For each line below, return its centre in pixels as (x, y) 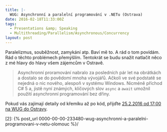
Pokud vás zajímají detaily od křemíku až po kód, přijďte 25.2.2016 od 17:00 (83, 103)
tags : (11, 24)
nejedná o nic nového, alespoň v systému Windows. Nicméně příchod (90, 83)
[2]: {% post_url (21, 118)
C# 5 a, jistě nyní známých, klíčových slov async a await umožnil (84, 88)
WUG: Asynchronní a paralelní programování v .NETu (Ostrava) (76, 15)
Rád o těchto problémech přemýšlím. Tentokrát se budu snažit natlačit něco (83, 57)
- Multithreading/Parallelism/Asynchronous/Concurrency (69, 33)
